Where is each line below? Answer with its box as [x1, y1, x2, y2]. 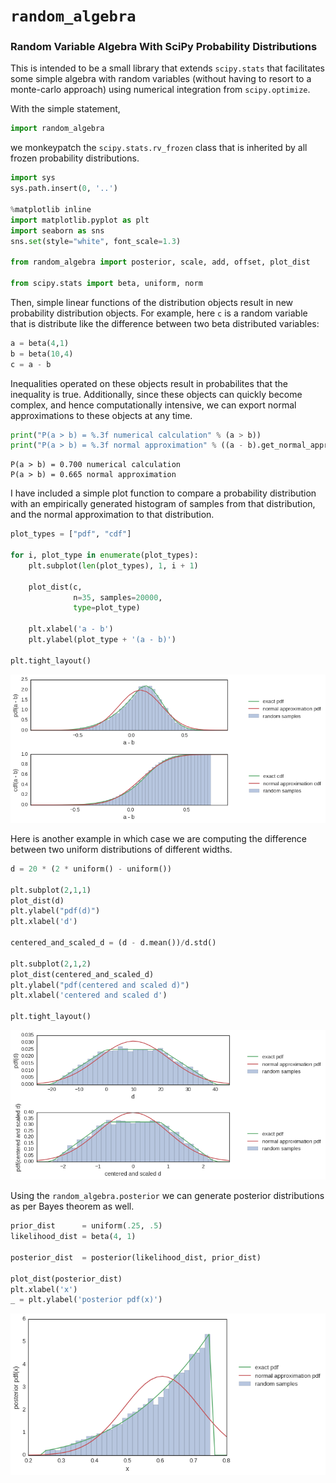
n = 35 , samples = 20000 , [73, 592, 163, 603]
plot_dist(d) [10, 895, 65, 906]
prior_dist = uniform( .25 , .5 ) [10, 1221, 163, 1231]
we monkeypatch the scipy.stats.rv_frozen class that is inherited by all [10, 142, 308, 154]
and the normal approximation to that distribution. [10, 509, 215, 521]
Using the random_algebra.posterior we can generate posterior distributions [10, 1190, 325, 1202]
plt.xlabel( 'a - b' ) [28, 624, 114, 634]
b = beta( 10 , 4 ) [10, 349, 74, 359]
